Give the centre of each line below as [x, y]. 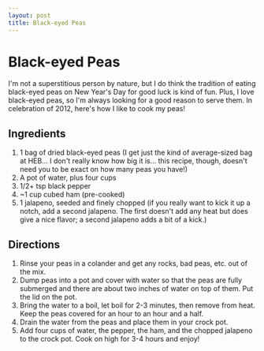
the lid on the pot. [48, 297]
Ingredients [37, 134]
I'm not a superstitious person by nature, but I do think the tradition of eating [132, 84]
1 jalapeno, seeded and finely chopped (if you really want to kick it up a [135, 203]
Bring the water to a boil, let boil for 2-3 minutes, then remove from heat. [138, 305]
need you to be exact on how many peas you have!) [103, 170]
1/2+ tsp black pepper [55, 186]
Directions [34, 244]
